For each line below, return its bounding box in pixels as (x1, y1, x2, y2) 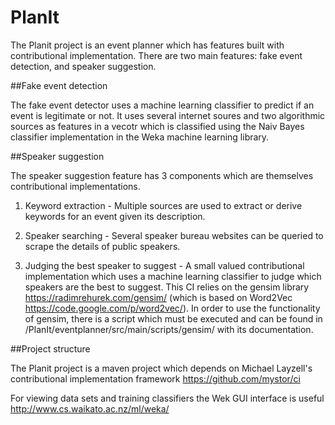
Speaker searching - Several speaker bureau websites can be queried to (24, 229, 324, 241)
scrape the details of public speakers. (24, 240, 181, 252)
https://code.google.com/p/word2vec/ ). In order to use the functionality (24, 302, 321, 314)
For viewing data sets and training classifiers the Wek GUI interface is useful (10, 392, 325, 404)
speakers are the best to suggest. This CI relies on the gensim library (24, 281, 310, 293)
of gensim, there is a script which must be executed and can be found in (24, 312, 323, 325)
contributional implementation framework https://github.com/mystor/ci (10, 372, 301, 385)
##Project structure (10, 342, 91, 355)
